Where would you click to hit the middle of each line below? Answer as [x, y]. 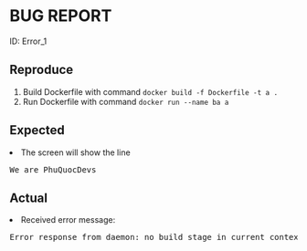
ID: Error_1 [28, 41]
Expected [37, 130]
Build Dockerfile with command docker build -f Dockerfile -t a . [150, 91]
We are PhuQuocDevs [53, 169]
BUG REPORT [61, 16]
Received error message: [69, 220]
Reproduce [42, 70]
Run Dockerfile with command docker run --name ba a [126, 101]
